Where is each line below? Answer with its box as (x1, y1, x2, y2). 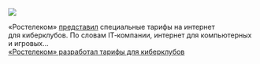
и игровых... (8, 39, 49, 48)
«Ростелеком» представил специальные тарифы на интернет (8, 23, 215, 31)
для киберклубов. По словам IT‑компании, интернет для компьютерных (8, 30, 252, 40)
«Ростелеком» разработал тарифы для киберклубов (8, 47, 185, 56)
